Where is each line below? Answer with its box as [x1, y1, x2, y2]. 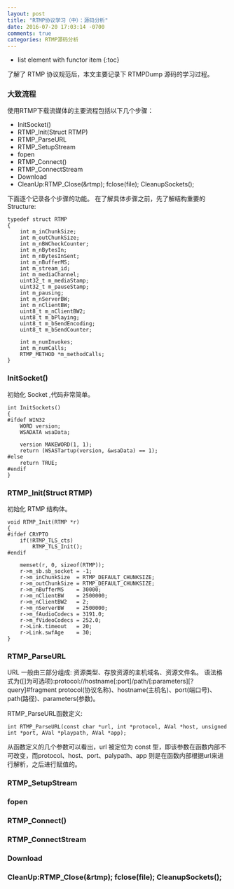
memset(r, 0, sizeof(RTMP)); [20, 562, 105, 569]
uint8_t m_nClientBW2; [20, 308, 86, 315]
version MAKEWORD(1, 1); [20, 441, 92, 448]
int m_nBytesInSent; [20, 253, 80, 260]
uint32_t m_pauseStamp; [20, 283, 90, 291]
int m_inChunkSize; [20, 229, 77, 236]
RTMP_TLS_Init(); [32, 543, 83, 550]
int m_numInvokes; [20, 339, 74, 346]
